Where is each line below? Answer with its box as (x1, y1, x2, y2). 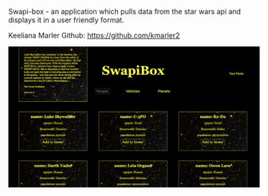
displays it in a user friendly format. (8, 15, 125, 25)
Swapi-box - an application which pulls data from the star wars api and (8, 7, 242, 16)
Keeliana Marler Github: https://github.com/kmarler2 (8, 31, 180, 40)
